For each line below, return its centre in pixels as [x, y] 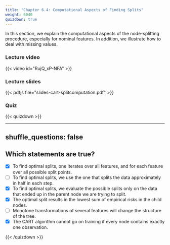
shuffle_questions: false [44, 137]
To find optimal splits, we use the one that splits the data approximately [87, 177]
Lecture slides [23, 81]
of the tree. [24, 216]
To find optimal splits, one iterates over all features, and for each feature [88, 166]
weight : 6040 [19, 15]
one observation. [30, 227]
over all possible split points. [42, 172]
